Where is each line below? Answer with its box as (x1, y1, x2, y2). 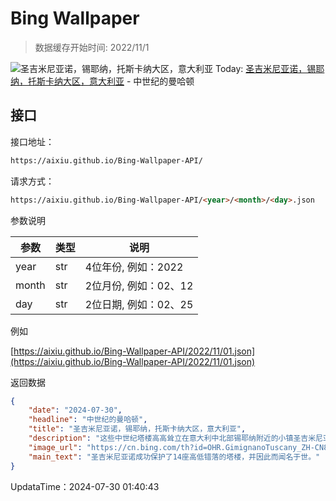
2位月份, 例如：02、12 (84, 278, 194, 292)
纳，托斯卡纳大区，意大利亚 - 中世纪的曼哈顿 (10, 75, 195, 87)
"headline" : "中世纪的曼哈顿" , (28, 415, 148, 425)
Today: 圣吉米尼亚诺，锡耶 (214, 62, 325, 74)
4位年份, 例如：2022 (84, 260, 184, 274)
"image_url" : (28, 442, 83, 452)
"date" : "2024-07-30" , (28, 405, 123, 416)
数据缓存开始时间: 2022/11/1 (34, 41, 150, 53)
